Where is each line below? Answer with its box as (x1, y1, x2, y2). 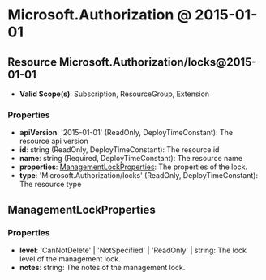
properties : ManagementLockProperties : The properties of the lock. (19, 162, 248, 172)
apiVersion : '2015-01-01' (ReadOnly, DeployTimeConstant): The (19, 128, 233, 138)
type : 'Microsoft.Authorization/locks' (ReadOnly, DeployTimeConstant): (19, 171, 259, 180)
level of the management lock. (19, 253, 121, 264)
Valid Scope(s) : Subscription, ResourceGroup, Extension (19, 89, 210, 99)
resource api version (19, 136, 88, 146)
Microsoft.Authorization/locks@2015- (58, 55, 257, 69)
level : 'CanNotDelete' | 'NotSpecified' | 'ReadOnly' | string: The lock (19, 245, 247, 255)
